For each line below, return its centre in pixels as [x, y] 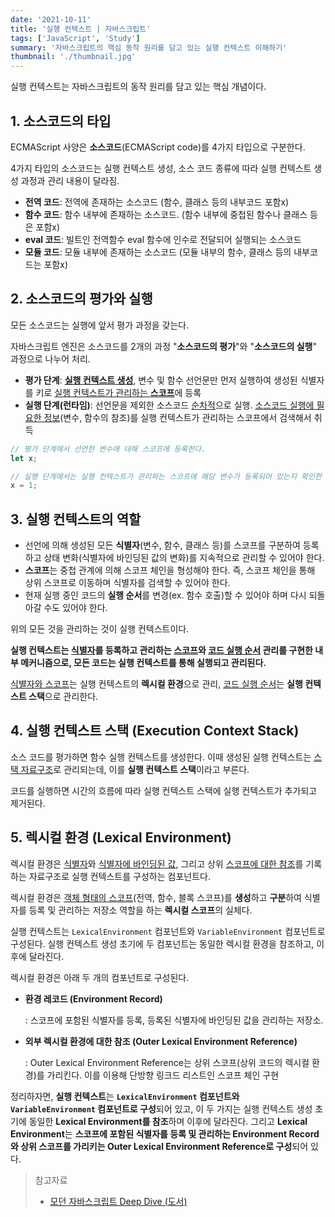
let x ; [24, 458]
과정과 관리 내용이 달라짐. [70, 180]
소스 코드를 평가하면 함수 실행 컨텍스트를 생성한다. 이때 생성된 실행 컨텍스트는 [161, 757]
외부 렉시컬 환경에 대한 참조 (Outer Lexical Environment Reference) [161, 1041]
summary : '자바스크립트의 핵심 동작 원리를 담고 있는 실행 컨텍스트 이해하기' [149, 47]
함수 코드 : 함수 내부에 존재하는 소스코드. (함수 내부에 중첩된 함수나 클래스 [166, 214]
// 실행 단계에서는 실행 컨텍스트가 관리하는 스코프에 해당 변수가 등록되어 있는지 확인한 [166, 476]
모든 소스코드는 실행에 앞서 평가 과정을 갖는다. [100, 325]
